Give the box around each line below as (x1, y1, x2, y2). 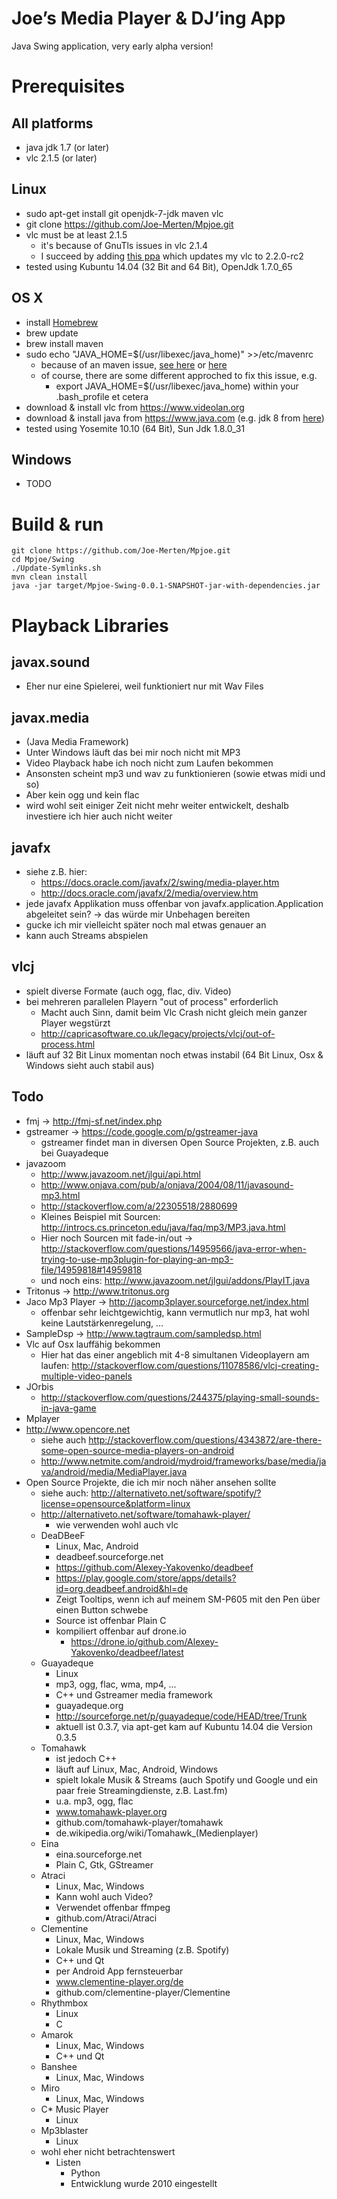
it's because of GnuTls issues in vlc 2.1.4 (40, 239, 209, 251)
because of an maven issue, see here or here (40, 358, 228, 371)
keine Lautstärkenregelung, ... (40, 1317, 164, 1329)
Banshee (40, 2060, 78, 2072)
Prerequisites (11, 75, 126, 98)
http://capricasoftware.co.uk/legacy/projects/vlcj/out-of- (40, 1027, 276, 1039)
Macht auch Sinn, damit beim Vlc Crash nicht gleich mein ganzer (40, 1006, 308, 1018)
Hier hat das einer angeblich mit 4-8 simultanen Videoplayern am (40, 1348, 310, 1361)
